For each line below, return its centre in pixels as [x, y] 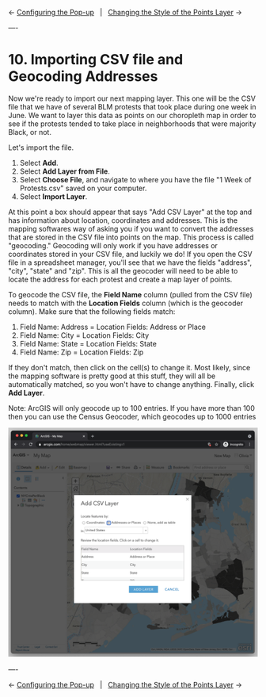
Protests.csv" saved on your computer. [83, 188]
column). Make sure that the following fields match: [92, 311]
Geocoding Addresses [83, 77]
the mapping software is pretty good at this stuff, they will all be [112, 376]
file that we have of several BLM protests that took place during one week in [132, 106]
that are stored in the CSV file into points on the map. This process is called [131, 237]
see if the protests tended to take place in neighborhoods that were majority [132, 124]
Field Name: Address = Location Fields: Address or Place [112, 327]
